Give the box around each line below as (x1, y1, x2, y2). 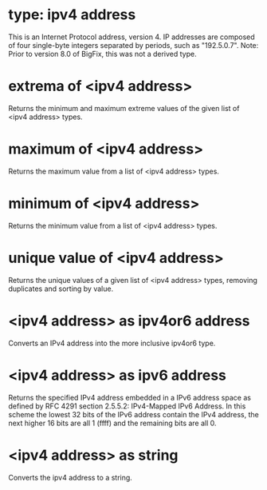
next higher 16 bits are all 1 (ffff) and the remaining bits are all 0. (8, 418, 217, 428)
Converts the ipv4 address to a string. (8, 472, 133, 482)
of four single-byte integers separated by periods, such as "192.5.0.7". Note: (8, 40, 259, 50)
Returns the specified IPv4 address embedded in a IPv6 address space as (8, 392, 251, 402)
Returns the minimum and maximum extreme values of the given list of (8, 103, 240, 113)
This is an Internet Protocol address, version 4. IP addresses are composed (8, 32, 255, 42)
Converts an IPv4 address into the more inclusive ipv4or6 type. (8, 338, 216, 348)
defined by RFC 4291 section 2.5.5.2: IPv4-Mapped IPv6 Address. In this (8, 401, 246, 411)
